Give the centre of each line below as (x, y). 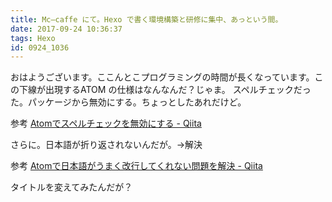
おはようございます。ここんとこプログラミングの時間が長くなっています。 (162, 77)
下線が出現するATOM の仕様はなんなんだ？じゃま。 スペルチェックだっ (165, 90)
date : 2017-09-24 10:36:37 (66, 29)
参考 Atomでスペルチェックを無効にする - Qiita (106, 123)
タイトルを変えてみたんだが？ (71, 187)
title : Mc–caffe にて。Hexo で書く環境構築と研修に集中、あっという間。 (146, 19)
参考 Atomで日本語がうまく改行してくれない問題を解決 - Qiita (136, 166)
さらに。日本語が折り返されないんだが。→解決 (106, 145)
